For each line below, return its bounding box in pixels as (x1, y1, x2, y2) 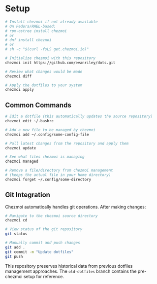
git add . (5, 245, 26, 249)
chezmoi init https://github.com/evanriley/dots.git (5, 60, 116, 65)
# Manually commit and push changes (5, 240, 80, 246)
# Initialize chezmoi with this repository (5, 56, 96, 61)
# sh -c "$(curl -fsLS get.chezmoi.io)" (5, 47, 90, 52)
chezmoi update (5, 145, 36, 150)
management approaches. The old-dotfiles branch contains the (5, 268, 137, 274)
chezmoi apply (5, 87, 34, 92)
